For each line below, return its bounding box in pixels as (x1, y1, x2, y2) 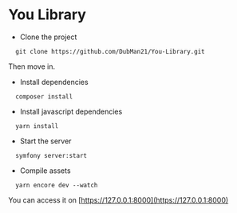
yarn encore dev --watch (15, 181, 98, 189)
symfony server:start (15, 151, 88, 159)
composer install (15, 92, 73, 101)
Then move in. (8, 62, 56, 71)
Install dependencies (19, 77, 89, 86)
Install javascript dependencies (19, 106, 123, 116)
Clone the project (19, 32, 77, 42)
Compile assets (19, 166, 71, 175)
